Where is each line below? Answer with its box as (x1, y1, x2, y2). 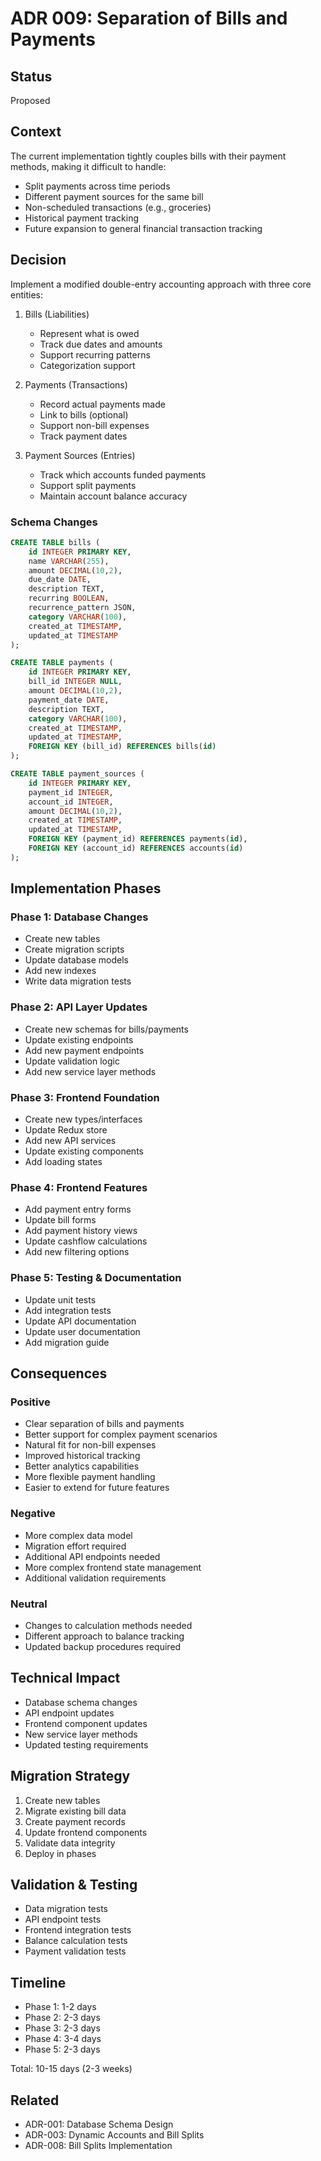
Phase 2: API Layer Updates (10, 1000, 148, 1014)
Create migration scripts (24, 943, 125, 956)
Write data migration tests (24, 975, 132, 987)
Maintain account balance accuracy (39, 490, 188, 502)
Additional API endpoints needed (24, 1550, 161, 1562)
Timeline (10, 1974, 67, 1991)
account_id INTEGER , (28, 797, 114, 807)
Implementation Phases (10, 880, 162, 897)
